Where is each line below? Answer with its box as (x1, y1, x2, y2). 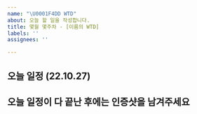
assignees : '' (7, 36, 49, 43)
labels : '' (7, 29, 39, 37)
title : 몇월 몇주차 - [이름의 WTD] (7, 23, 100, 30)
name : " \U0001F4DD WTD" (7, 10, 77, 17)
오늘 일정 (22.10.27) (7, 70, 91, 82)
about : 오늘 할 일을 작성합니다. (7, 17, 90, 24)
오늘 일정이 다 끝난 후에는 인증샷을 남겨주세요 (7, 96, 191, 108)
